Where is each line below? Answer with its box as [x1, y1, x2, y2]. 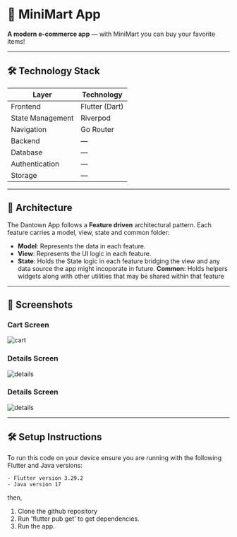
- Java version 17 [7, 481, 61, 488]
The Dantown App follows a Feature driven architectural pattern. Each [7, 220, 212, 229]
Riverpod [80, 113, 111, 123]
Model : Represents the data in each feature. [17, 241, 146, 250]
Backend [11, 135, 40, 145]
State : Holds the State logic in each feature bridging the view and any [17, 257, 220, 265]
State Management [11, 113, 74, 123]
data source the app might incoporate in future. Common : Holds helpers [17, 264, 228, 272]
